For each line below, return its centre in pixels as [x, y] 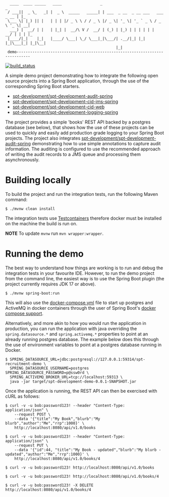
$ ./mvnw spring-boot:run [32, 293]
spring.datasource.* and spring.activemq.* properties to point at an [77, 334]
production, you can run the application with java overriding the [71, 328]
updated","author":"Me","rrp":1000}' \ [47, 454]
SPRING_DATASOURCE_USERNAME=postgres [49, 368]
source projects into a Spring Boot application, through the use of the [77, 81]
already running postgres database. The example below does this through [82, 339]
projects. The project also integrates [43, 138]
